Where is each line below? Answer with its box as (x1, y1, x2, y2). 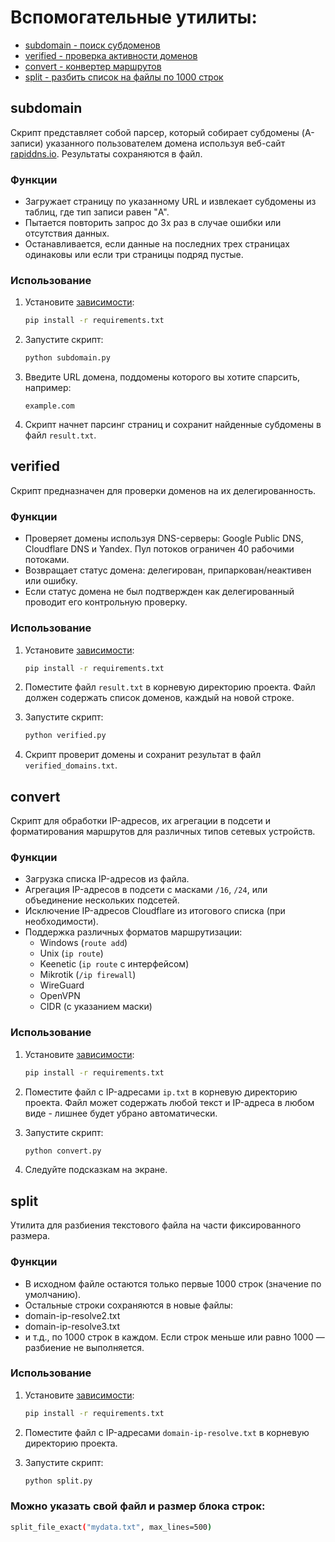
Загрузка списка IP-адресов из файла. (24, 873, 190, 885)
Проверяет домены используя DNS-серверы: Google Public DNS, (24, 532, 304, 545)
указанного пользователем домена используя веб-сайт (45, 137, 286, 149)
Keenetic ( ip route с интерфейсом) (39, 958, 190, 970)
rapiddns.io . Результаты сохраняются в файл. (10, 147, 203, 160)
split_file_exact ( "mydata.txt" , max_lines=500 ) (10, 1522, 213, 1532)
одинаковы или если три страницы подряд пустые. (24, 249, 244, 261)
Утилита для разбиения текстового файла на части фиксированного (10, 1219, 302, 1231)
